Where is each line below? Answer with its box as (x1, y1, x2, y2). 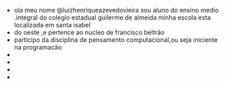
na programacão (13, 43, 62, 51)
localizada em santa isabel (13, 21, 91, 29)
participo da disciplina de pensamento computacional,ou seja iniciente (13, 36, 218, 44)
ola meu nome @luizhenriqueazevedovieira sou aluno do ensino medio (13, 6, 219, 14)
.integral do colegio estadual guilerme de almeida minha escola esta (13, 13, 211, 22)
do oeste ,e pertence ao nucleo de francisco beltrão (13, 28, 165, 36)
